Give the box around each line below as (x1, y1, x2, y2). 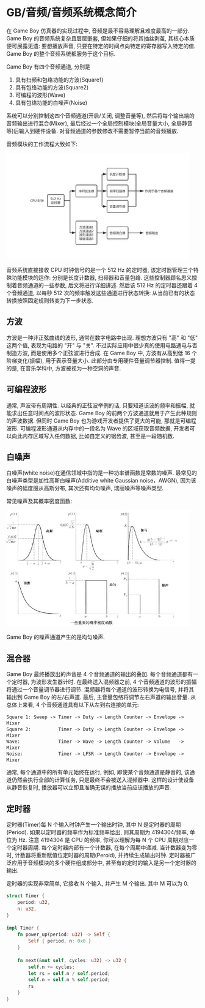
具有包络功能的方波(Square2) (15, 83, 89, 91)
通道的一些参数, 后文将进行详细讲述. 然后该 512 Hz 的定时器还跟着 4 (27, 281, 198, 288)
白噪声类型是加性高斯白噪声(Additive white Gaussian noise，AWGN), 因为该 (6, 477, 196, 484)
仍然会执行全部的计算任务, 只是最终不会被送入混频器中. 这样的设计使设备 (11, 776, 194, 784)
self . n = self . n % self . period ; (28, 977, 111, 983)
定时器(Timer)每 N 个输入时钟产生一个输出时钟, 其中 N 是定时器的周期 (6, 821, 181, 828)
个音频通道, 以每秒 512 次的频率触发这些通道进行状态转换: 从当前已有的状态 (6, 289, 195, 296)
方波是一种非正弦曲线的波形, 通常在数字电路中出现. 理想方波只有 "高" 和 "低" (6, 334, 198, 341)
